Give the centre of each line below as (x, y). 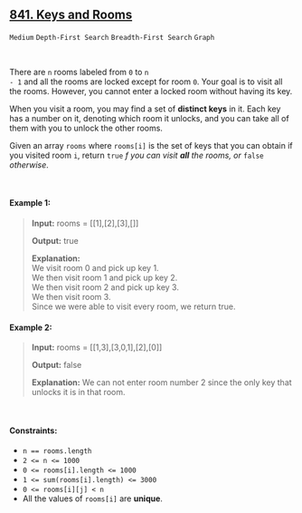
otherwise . (29, 165)
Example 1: (30, 203)
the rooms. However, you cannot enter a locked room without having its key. (151, 91)
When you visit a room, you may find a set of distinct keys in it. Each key (145, 109)
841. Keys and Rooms (71, 15)
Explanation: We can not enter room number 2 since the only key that (161, 382)
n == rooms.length (57, 451)
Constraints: (33, 431)
